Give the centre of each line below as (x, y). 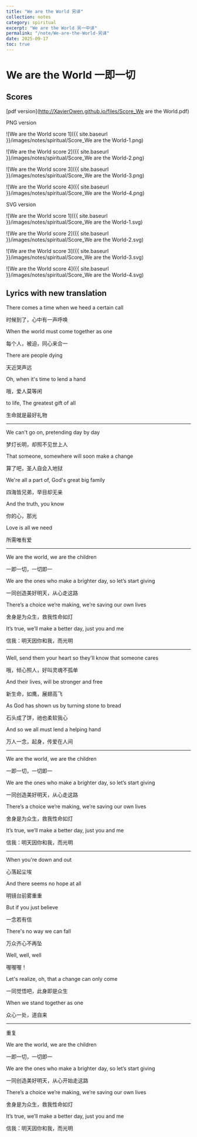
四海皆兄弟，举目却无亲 (34, 492)
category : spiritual (31, 22)
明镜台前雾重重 (24, 895)
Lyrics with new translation (57, 293)
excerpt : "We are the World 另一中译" (52, 28)
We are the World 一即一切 (71, 75)
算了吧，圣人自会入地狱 (34, 468)
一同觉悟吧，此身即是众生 (37, 991)
